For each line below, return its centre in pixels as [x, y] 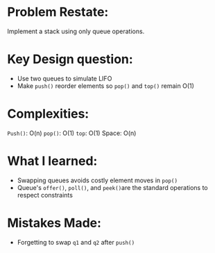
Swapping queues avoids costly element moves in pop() [97, 180]
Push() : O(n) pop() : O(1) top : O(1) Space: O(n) [72, 133]
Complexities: [48, 114]
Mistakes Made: [54, 223]
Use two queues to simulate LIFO [64, 78]
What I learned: [52, 161]
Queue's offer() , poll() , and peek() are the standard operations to [112, 187]
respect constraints [45, 195]
